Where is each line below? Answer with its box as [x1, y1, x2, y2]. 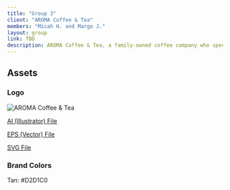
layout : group [7, 29, 48, 36]
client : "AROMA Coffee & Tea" [7, 16, 94, 23]
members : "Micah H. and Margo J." [7, 23, 106, 29]
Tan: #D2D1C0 [7, 176, 48, 184]
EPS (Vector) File [7, 130, 55, 138]
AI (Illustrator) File [7, 117, 57, 125]
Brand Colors [7, 161, 52, 170]
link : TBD [7, 36, 36, 43]
